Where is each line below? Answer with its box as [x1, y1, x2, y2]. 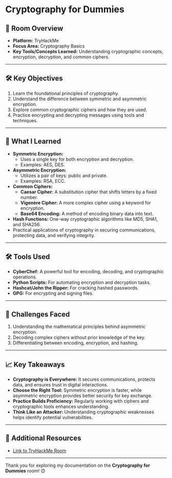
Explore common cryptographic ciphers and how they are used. [12, 106, 147, 113]
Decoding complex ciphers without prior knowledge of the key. [12, 334, 146, 341]
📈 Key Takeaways [5, 360, 65, 369]
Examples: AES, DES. [20, 161, 65, 167]
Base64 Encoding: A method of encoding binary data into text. [20, 210, 154, 216]
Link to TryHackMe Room [12, 447, 67, 453]
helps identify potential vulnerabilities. [12, 415, 93, 421]
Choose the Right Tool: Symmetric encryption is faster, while [12, 387, 142, 394]
